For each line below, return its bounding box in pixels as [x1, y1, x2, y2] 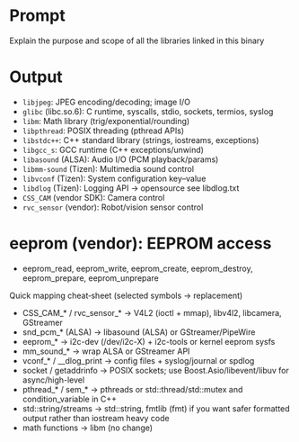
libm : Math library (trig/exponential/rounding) [22, 115, 190, 126]
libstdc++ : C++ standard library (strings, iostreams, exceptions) [22, 134, 259, 145]
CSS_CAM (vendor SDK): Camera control [22, 192, 165, 203]
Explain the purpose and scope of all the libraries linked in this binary [9, 35, 265, 46]
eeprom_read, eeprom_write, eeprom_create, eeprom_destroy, [22, 263, 253, 274]
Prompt [9, 5, 66, 26]
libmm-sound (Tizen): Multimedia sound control [22, 163, 195, 174]
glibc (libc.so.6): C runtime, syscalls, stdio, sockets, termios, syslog [22, 105, 274, 117]
